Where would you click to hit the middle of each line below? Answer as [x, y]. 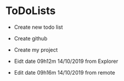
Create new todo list [38, 27]
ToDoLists [31, 11]
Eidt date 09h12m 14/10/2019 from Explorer [66, 61]
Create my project [36, 50]
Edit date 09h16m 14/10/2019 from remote [64, 72]
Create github [31, 38]
